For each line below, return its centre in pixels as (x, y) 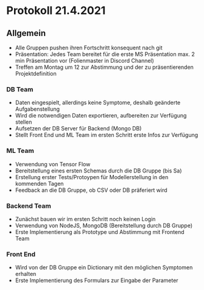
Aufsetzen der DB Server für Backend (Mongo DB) (78, 129)
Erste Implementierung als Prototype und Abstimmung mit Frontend (100, 232)
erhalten (26, 274)
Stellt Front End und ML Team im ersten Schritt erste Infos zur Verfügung (107, 135)
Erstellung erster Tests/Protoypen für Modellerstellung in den (92, 177)
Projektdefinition (36, 73)
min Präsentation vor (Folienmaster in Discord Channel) (84, 61)
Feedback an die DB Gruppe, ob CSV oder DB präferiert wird (91, 190)
